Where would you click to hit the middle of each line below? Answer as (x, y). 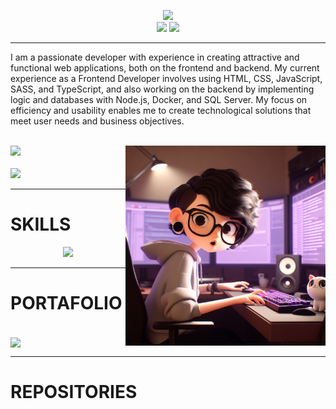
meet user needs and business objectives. (97, 121)
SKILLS (41, 224)
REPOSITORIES (74, 392)
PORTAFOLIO (66, 303)
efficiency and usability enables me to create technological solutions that (161, 110)
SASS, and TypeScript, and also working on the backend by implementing (162, 89)
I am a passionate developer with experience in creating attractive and (155, 57)
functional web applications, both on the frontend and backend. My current (165, 68)
